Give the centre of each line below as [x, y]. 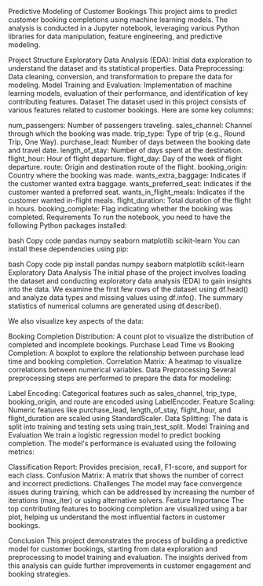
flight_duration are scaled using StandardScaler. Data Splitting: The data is [128, 418]
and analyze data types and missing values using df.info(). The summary [126, 297]
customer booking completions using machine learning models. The [118, 20]
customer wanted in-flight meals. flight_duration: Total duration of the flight [130, 200]
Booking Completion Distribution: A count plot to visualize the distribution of [131, 336]
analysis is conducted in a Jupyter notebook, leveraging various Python [124, 28]
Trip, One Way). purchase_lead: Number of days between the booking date [130, 142]
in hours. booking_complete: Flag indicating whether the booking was [121, 209]
